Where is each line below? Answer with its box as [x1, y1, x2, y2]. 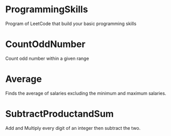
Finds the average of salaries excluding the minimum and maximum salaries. [5, 90, 166, 96]
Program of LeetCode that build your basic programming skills [5, 20, 137, 27]
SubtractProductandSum [5, 108, 114, 120]
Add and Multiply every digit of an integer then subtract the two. [5, 125, 141, 131]
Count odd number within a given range [5, 55, 90, 61]
